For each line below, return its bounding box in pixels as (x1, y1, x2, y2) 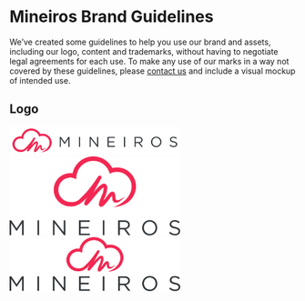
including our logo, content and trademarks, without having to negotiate (9, 45, 280, 56)
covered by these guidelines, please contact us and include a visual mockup (9, 65, 296, 76)
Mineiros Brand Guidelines (9, 6, 214, 27)
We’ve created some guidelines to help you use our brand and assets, (9, 36, 271, 47)
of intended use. (9, 75, 71, 85)
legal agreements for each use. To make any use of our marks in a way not (9, 55, 290, 66)
